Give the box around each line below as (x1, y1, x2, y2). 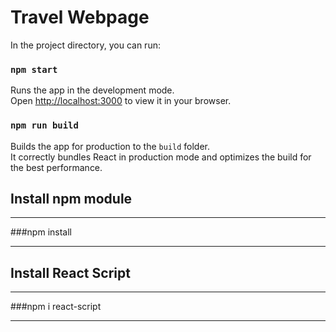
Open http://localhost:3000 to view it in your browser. (10, 95, 232, 107)
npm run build (10, 120, 79, 131)
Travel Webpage (10, 6, 150, 29)
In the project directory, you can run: (10, 39, 161, 51)
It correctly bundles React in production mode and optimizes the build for (10, 151, 312, 163)
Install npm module (10, 190, 133, 207)
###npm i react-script (10, 301, 102, 313)
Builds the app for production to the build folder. (10, 140, 211, 152)
